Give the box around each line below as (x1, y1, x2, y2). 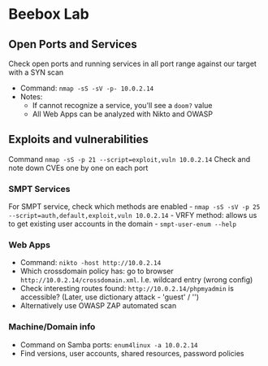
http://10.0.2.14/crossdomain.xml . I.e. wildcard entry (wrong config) (19, 275, 253, 285)
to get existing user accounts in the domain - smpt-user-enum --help (8, 219, 237, 229)
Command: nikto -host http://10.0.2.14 (19, 258, 162, 268)
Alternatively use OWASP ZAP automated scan (19, 301, 177, 311)
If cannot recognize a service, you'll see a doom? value (32, 101, 213, 110)
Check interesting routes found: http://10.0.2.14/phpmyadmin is (19, 284, 234, 294)
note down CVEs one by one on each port (8, 163, 149, 172)
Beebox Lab (8, 5, 89, 24)
